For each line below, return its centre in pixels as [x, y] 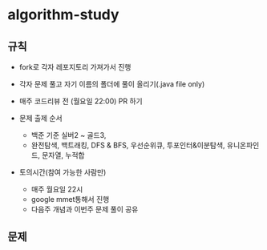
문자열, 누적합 [63, 155]
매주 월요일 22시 [57, 189]
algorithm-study [63, 15]
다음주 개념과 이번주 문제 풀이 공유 [85, 209]
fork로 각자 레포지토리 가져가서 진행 [75, 67]
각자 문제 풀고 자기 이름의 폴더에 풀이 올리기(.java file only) [112, 84]
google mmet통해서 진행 [70, 199]
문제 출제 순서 [40, 118]
